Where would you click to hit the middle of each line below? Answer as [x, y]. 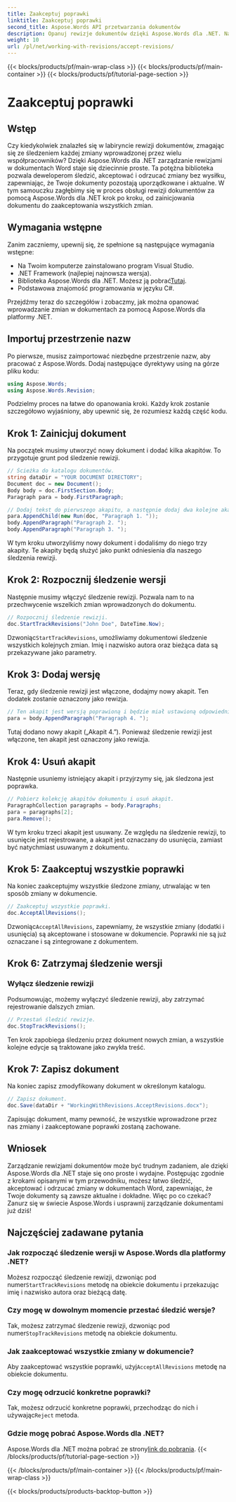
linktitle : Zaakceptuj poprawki [54, 20]
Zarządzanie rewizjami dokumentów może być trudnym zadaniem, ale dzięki [118, 1165]
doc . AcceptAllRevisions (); [47, 913]
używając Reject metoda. [43, 1415]
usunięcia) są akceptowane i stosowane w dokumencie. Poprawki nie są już [117, 934]
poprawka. [23, 786]
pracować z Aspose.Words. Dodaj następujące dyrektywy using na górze [113, 363]
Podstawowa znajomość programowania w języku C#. [96, 288]
